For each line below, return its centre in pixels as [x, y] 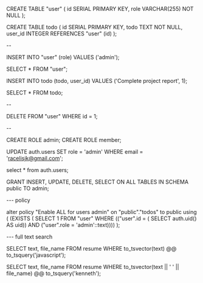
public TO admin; [28, 188]
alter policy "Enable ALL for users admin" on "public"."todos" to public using [102, 212]
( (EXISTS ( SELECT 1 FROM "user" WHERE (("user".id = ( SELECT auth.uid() [101, 218]
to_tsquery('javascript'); [36, 255]
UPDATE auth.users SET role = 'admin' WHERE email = [75, 152]
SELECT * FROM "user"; [37, 69]
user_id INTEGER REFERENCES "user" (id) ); [62, 34]
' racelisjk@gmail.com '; [35, 158]
